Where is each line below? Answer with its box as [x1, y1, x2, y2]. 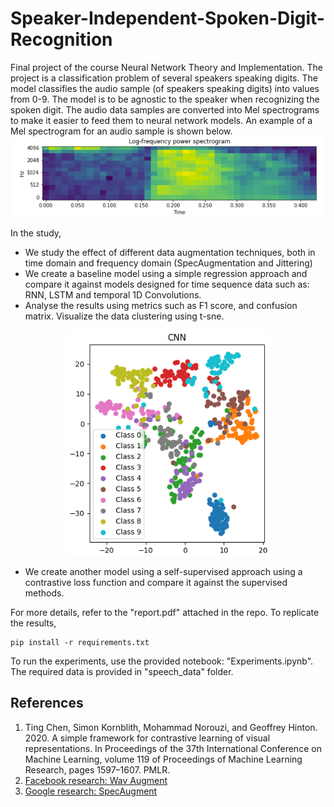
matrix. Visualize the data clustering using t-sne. [24, 310, 225, 322]
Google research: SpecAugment [24, 785, 158, 797]
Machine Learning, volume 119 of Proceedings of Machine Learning [24, 753, 303, 765]
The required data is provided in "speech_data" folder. [10, 665, 234, 677]
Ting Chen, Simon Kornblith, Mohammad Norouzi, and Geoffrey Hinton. [24, 721, 318, 733]
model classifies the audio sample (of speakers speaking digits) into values [10, 82, 320, 94]
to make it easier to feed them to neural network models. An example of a [10, 114, 313, 126]
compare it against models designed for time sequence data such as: [24, 278, 310, 290]
